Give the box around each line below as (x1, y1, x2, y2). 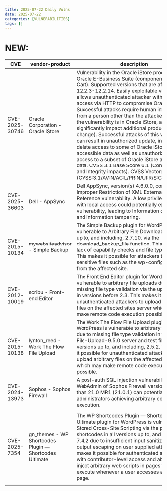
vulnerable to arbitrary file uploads (76, 279, 157, 286)
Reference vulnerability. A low (76, 195, 147, 202)
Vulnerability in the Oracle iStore (76, 69, 152, 76)
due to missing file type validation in (76, 331, 161, 338)
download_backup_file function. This (76, 241, 163, 247)
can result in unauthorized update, (76, 137, 157, 144)
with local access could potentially (76, 201, 157, 208)
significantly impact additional (76, 125, 147, 132)
